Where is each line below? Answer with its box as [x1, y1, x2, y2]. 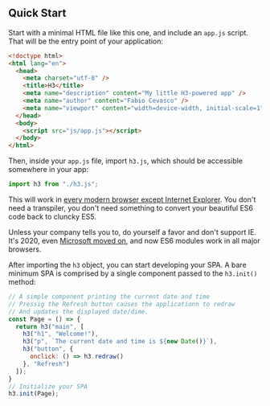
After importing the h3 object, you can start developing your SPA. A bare [8, 260, 247, 270]
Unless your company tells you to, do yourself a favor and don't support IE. [8, 228, 257, 237]
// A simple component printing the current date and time [8, 293, 211, 301]
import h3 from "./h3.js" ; [8, 180, 99, 188]
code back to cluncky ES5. [8, 212, 96, 222]
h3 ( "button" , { [22, 345, 74, 353]
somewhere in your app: [8, 165, 89, 174]
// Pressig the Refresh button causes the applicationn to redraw [8, 300, 235, 308]
